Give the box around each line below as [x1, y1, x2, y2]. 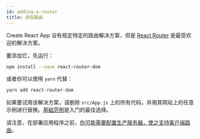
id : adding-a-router [6, 8, 58, 15]
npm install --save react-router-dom [6, 64, 101, 69]
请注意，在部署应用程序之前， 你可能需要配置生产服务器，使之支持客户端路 [6, 119, 190, 126]
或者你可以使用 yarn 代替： [6, 75, 73, 83]
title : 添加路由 [6, 14, 43, 20]
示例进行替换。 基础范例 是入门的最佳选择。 [6, 106, 112, 114]
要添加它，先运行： [6, 52, 54, 59]
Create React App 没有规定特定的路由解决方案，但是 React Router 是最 [6, 31, 181, 39]
